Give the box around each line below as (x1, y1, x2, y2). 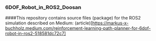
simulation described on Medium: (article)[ (5, 20, 93, 26)
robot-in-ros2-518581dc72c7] (5, 31, 66, 37)
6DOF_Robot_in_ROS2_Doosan (5, 4, 81, 11)
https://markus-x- (92, 20, 129, 26)
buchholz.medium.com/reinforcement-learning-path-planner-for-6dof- (5, 25, 151, 31)
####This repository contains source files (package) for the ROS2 (5, 15, 141, 21)
